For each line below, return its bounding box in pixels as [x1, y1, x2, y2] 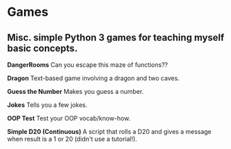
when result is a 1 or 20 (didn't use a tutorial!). [7, 135, 138, 143]
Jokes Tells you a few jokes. [7, 101, 88, 109]
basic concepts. [7, 42, 78, 54]
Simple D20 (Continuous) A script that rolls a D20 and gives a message [7, 128, 212, 135]
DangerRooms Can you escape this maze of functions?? [7, 61, 168, 69]
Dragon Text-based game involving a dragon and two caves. [7, 74, 180, 82]
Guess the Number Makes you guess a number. [7, 88, 144, 95]
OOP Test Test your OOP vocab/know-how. [7, 115, 131, 122]
